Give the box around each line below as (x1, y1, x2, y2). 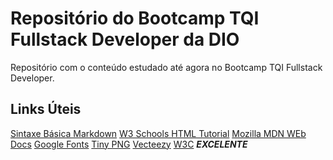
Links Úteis (10, 101, 82, 118)
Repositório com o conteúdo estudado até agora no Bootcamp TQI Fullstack (10, 61, 323, 73)
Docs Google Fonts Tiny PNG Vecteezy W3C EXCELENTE (10, 138, 248, 150)
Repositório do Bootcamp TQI (10, 7, 260, 30)
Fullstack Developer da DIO (10, 28, 240, 51)
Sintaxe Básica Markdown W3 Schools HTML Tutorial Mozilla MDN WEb (10, 127, 307, 139)
